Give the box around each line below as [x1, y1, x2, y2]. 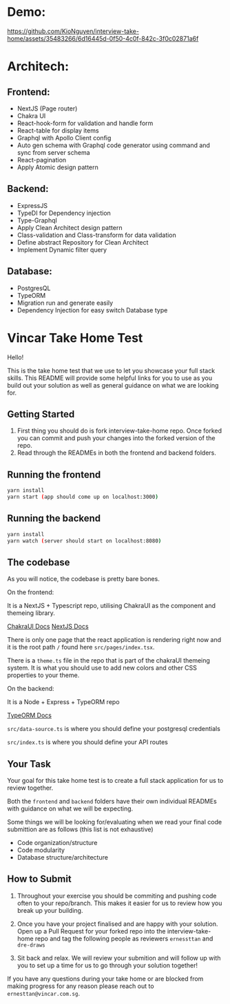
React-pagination [17, 155, 67, 164]
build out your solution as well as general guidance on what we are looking [7, 381, 219, 389]
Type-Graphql [17, 216, 57, 225]
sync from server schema [17, 148, 91, 156]
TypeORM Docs [7, 711, 52, 719]
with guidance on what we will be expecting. [7, 804, 134, 813]
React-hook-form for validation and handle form [17, 119, 154, 127]
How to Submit [7, 873, 72, 885]
